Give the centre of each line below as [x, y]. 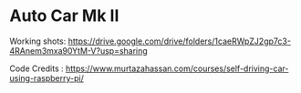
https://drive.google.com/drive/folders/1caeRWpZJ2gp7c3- [180, 41]
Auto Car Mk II [64, 16]
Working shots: [38, 41]
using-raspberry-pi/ [47, 77]
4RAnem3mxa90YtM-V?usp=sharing [78, 50]
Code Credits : [36, 68]
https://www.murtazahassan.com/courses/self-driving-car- [177, 68]
